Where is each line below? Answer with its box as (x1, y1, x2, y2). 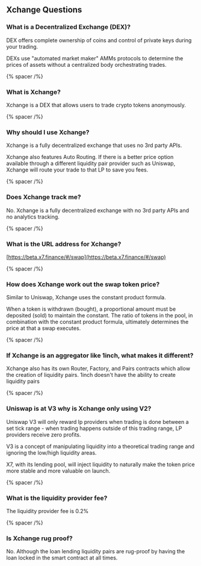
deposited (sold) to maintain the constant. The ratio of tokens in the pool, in (6, 312, 193, 319)
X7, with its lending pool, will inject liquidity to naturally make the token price (6, 461, 195, 468)
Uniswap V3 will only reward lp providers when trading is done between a (6, 418, 189, 425)
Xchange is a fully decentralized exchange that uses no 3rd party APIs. (6, 141, 182, 149)
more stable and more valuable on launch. (6, 467, 111, 474)
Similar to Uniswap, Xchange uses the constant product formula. (6, 294, 167, 301)
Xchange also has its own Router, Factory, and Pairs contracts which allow (6, 365, 191, 372)
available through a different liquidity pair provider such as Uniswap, (6, 160, 176, 167)
